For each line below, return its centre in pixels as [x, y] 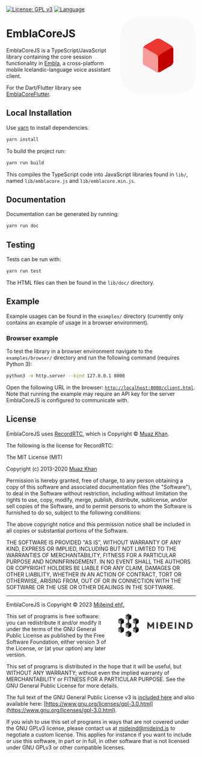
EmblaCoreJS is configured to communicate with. [68, 400]
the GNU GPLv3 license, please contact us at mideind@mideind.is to [91, 728]
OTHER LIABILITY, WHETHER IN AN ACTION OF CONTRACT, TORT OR [94, 574]
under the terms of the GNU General [51, 629]
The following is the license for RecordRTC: [60, 445]
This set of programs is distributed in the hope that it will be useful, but [94, 666]
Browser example [32, 338]
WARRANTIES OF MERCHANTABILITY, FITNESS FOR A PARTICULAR [91, 555]
